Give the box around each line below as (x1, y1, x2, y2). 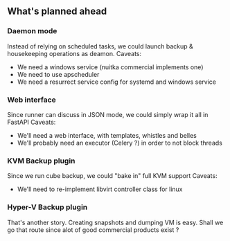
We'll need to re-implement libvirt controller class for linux (17, 185, 183, 193)
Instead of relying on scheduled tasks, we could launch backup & (7, 42, 193, 51)
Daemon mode (7, 26, 57, 36)
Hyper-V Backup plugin (7, 202, 88, 212)
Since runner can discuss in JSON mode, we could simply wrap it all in (7, 110, 209, 118)
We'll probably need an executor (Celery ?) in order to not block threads (17, 139, 223, 147)
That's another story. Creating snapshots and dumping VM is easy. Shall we (7, 218, 224, 226)
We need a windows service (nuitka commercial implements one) (17, 62, 204, 71)
